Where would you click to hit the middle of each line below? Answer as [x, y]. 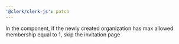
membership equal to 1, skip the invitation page [63, 34]
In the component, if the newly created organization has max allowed [89, 28]
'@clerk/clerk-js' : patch [37, 11]
